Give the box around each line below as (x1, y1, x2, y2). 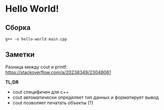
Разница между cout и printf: (5, 64, 68, 70)
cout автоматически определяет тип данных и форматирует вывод (12, 94, 159, 100)
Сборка (5, 23, 31, 32)
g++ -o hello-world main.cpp (5, 36, 67, 42)
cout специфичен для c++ (12, 89, 69, 95)
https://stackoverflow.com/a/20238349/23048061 (5, 69, 111, 75)
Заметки (5, 50, 35, 59)
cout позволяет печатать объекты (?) (12, 99, 94, 105)
